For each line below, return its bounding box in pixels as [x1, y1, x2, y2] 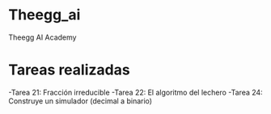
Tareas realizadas [8, 61, 131, 79]
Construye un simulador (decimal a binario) [8, 95, 152, 106]
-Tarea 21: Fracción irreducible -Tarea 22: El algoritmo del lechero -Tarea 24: [8, 87, 263, 97]
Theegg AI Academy [8, 32, 77, 42]
